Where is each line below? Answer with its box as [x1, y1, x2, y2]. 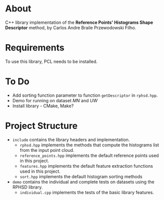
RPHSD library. [12, 184, 43, 190]
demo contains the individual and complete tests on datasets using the [12, 179, 155, 185]
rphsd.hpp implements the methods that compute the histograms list [19, 142, 159, 148]
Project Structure [5, 120, 78, 132]
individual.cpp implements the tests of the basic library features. [19, 189, 154, 195]
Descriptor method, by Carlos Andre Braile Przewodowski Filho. [5, 24, 137, 30]
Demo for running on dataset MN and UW [12, 97, 98, 103]
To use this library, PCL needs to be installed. [5, 58, 98, 65]
